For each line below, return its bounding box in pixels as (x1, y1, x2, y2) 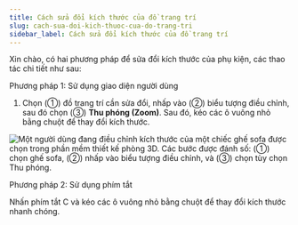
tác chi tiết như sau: (9, 63, 82, 74)
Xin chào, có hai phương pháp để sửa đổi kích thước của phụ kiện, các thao (9, 54, 286, 65)
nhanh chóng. (9, 206, 60, 217)
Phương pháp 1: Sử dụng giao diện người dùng (9, 81, 179, 92)
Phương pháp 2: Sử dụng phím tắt (9, 180, 133, 190)
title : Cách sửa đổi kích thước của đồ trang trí (9, 12, 197, 22)
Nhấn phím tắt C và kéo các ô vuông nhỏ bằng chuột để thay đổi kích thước (9, 197, 286, 207)
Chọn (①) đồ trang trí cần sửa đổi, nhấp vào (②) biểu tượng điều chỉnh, (21, 98, 290, 108)
